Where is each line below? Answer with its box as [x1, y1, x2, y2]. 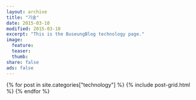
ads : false [6, 64, 34, 71]
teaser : [11, 48, 31, 54]
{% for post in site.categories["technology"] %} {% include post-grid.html [6, 81, 191, 89]
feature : [11, 43, 34, 49]
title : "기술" [6, 14, 39, 20]
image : [6, 37, 23, 43]
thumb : [11, 54, 28, 60]
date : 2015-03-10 [6, 20, 50, 26]
